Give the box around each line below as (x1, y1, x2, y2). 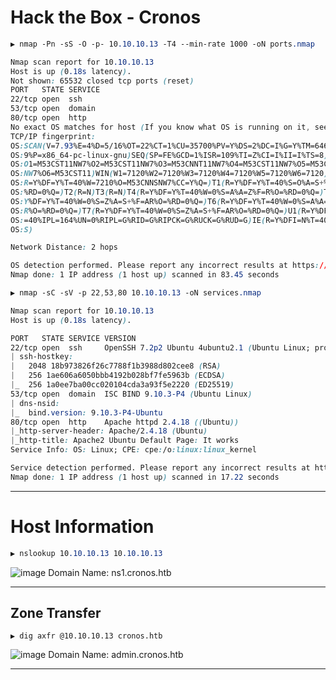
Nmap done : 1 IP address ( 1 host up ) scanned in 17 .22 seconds (10, 472, 280, 482)
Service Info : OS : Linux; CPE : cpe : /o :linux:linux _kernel (10, 445, 257, 455)
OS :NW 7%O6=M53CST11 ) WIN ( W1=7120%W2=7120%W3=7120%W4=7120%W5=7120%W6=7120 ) (10, 169, 329, 179)
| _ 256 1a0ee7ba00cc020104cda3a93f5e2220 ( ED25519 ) (10, 380, 235, 390)
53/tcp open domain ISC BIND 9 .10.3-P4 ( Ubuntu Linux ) (10, 389, 253, 399)
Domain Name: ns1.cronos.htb (48, 566, 172, 578)
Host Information (10, 516, 155, 538)
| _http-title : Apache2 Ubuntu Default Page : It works (10, 436, 240, 446)
